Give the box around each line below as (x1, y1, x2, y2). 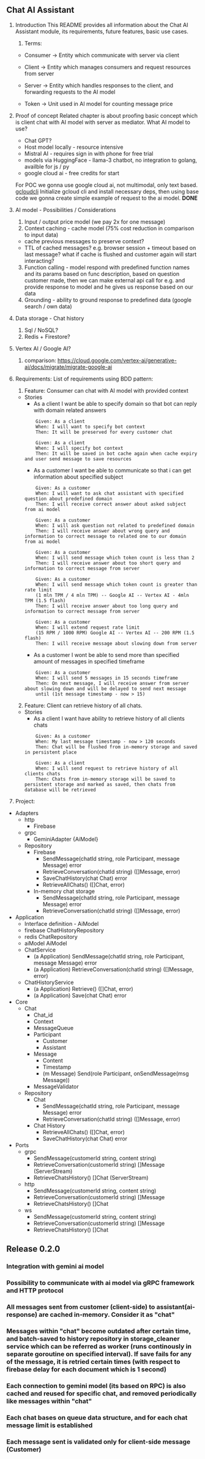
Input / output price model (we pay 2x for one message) (24, 218, 166, 225)
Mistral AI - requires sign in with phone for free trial (24, 150, 154, 157)
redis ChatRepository (24, 933, 78, 940)
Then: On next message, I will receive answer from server (35, 680, 190, 686)
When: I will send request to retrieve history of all (35, 765, 179, 771)
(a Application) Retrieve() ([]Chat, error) (33, 985, 133, 992)
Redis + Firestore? (24, 333, 70, 340)
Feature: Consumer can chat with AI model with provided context (24, 387, 188, 394)
